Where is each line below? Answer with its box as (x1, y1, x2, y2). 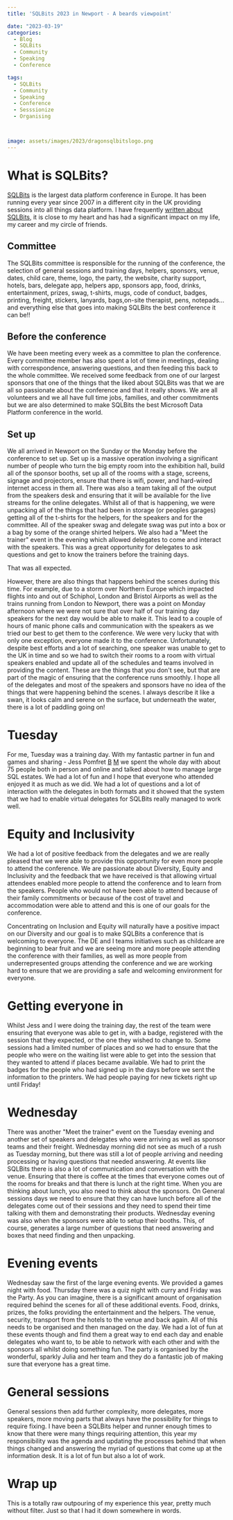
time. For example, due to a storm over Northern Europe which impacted (7, 585, 214, 593)
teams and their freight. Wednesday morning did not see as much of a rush (7, 1142, 222, 1151)
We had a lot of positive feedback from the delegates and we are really (7, 849, 210, 858)
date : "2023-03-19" (7, 22, 64, 30)
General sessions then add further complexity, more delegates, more (7, 1407, 204, 1416)
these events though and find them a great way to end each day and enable (7, 1330, 223, 1338)
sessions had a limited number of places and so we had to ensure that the (7, 1043, 218, 1051)
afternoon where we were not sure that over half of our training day (7, 607, 200, 616)
